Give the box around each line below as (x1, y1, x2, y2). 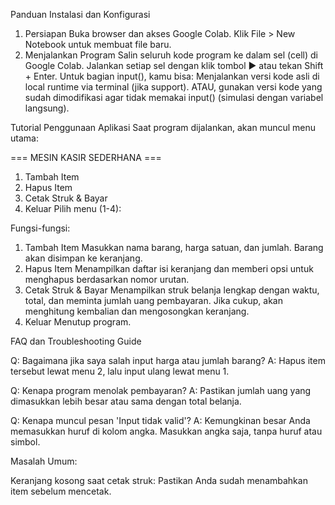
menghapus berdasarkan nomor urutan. (24, 274, 190, 285)
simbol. (10, 436, 41, 448)
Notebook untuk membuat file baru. (24, 39, 172, 50)
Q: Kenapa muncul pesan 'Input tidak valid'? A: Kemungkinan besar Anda (10, 415, 311, 426)
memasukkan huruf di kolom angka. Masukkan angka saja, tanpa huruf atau (10, 425, 323, 437)
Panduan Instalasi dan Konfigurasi (10, 9, 151, 20)
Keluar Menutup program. (24, 316, 132, 328)
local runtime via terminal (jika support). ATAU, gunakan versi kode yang (24, 81, 323, 93)
